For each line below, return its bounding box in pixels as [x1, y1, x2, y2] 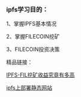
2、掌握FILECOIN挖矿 [6, 33, 60, 40]
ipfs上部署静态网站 [6, 84, 53, 92]
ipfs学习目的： [6, 5, 49, 13]
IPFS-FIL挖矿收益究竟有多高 [6, 71, 75, 79]
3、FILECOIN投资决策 [6, 46, 60, 53]
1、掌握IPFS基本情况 [6, 20, 57, 28]
